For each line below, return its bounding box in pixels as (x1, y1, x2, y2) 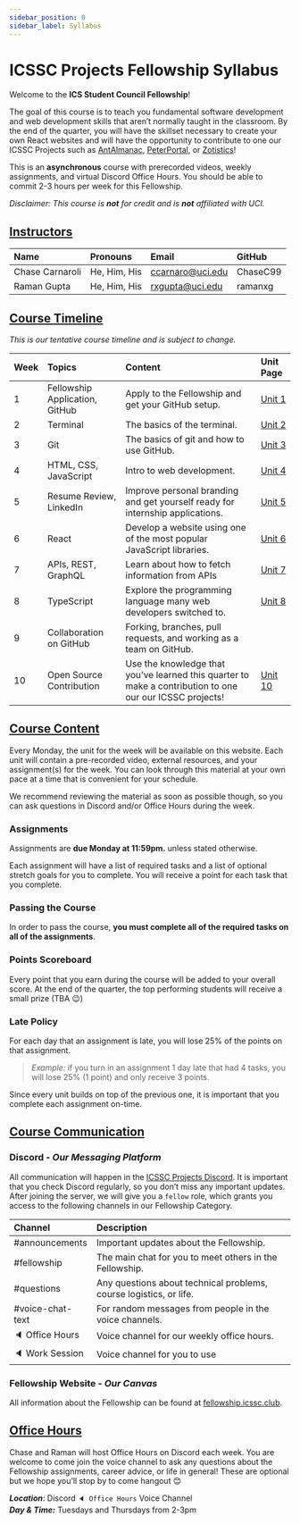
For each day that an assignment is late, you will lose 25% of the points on (9, 1035, 283, 1046)
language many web (125, 595, 211, 607)
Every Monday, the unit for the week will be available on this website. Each (9, 745, 284, 756)
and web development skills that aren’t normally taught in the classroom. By (9, 116, 288, 127)
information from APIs (125, 569, 217, 582)
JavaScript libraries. (125, 544, 210, 557)
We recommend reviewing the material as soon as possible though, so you (9, 791, 283, 801)
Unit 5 (260, 496, 287, 508)
